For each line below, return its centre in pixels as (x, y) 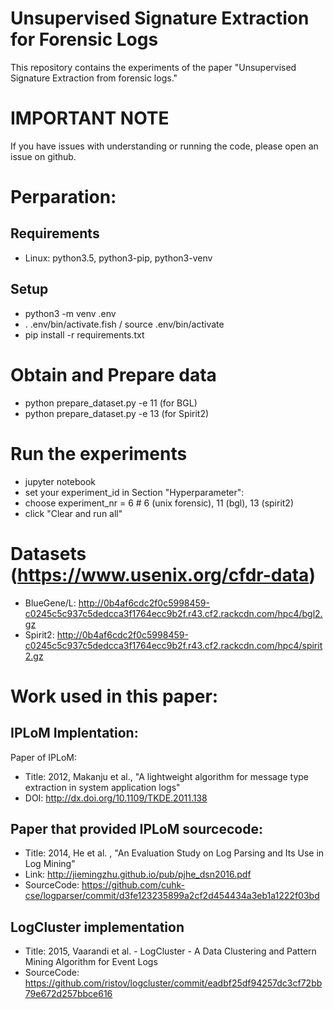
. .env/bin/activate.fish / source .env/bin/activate (124, 324)
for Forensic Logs (84, 39)
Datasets (48, 553)
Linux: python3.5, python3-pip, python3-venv (118, 258)
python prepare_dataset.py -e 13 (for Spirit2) (117, 413)
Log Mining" (50, 864)
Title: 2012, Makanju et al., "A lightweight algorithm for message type (167, 776)
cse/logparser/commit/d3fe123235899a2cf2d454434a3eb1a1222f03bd (172, 896)
